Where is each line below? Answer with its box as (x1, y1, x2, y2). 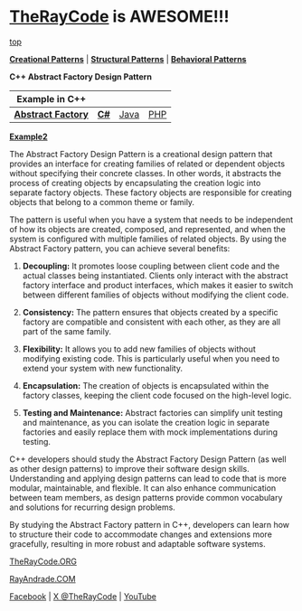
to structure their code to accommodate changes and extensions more (9, 529, 273, 540)
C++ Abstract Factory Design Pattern (9, 70, 152, 82)
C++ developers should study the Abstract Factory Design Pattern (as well (9, 454, 287, 465)
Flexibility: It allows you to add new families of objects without (22, 343, 256, 354)
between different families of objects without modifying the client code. (22, 289, 289, 300)
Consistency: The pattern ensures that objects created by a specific (22, 306, 278, 317)
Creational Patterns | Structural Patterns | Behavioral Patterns (9, 53, 247, 64)
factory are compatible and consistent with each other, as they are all (22, 316, 281, 327)
